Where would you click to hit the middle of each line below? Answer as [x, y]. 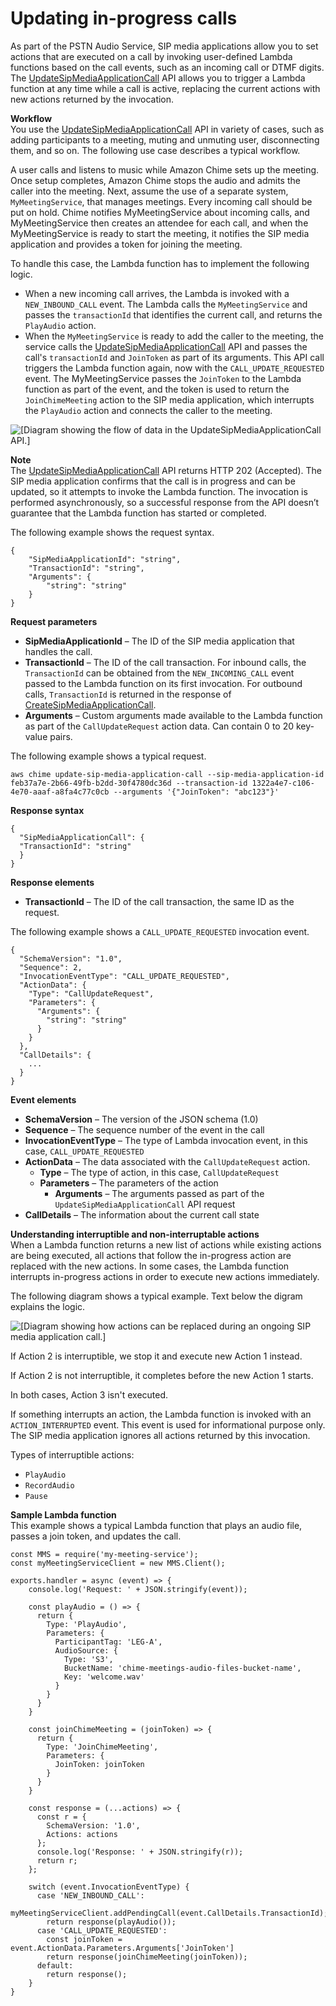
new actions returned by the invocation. [92, 99]
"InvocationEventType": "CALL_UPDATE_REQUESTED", [124, 976]
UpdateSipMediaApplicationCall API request [145, 1204]
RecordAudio [49, 1485]
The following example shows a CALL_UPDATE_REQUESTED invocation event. [160, 931]
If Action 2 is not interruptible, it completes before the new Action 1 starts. [162, 1375]
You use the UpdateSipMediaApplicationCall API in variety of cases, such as [167, 129]
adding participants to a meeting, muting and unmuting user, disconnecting [165, 139]
